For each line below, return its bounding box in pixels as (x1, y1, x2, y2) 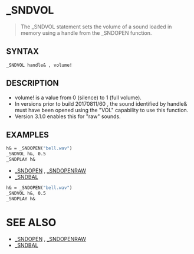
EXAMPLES (6, 129, 49, 139)
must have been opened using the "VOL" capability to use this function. (14, 106, 189, 113)
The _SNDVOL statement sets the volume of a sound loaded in (20, 23, 172, 30)
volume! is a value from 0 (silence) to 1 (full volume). (14, 94, 142, 101)
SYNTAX (6, 47, 40, 57)
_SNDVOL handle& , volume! (6, 62, 73, 68)
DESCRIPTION (6, 78, 59, 89)
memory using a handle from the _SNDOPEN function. (20, 29, 152, 36)
